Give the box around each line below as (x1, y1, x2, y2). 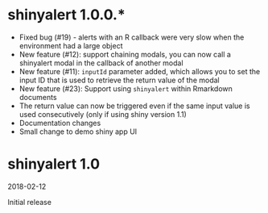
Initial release (7, 197, 52, 207)
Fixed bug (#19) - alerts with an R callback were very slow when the (19, 32, 245, 42)
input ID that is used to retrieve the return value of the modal (19, 75, 220, 85)
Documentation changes (19, 118, 101, 127)
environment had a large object (19, 40, 123, 50)
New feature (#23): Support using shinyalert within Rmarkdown (19, 83, 233, 94)
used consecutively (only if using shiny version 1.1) (19, 109, 187, 119)
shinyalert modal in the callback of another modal (19, 58, 183, 68)
